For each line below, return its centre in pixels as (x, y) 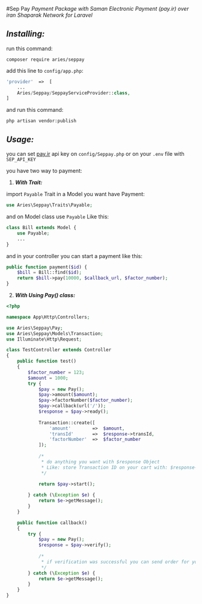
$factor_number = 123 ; (56, 372)
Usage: (20, 139)
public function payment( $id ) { (47, 267)
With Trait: (29, 182)
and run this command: (35, 110)
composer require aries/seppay (45, 60)
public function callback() (52, 523)
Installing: (26, 34)
